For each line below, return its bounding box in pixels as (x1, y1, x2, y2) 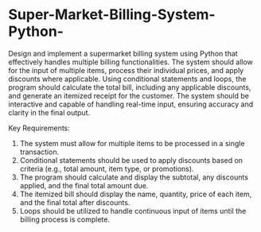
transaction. (19, 147, 60, 157)
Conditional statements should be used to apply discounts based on (19, 155, 243, 164)
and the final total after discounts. (19, 197, 130, 207)
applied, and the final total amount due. (19, 180, 149, 190)
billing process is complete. (19, 215, 110, 224)
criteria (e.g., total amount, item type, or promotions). (19, 164, 194, 173)
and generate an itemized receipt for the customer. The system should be (8, 91, 249, 100)
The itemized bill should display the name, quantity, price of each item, (19, 189, 252, 199)
